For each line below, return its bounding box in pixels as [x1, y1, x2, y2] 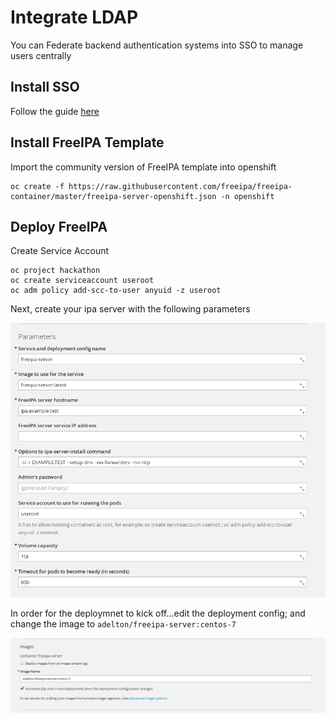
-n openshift [220, 191, 275, 201]
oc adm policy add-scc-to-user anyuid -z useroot [10, 286, 222, 296]
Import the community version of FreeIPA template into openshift [10, 161, 277, 173]
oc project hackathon [10, 266, 101, 276]
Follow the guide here [10, 105, 100, 117]
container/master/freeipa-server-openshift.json [10, 191, 217, 201]
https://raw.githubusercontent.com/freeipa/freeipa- [68, 181, 293, 191]
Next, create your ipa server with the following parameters [10, 303, 251, 315]
